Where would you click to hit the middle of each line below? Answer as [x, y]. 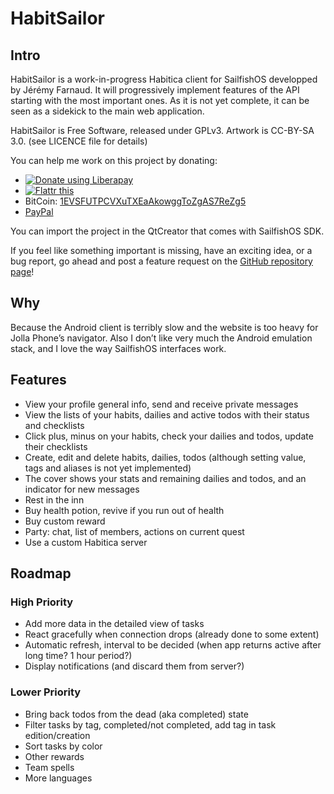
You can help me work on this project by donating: [114, 160]
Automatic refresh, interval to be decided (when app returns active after [173, 645]
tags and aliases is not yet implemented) [108, 468]
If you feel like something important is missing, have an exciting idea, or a [161, 250]
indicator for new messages [82, 489]
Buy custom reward [65, 521]
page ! [22, 271]
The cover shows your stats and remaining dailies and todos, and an [165, 478]
